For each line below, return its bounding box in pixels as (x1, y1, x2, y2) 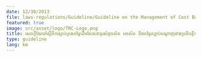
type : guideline (6, 36, 47, 42)
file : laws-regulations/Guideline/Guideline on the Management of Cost (6, 14, 189, 20)
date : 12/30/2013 (6, 8, 50, 15)
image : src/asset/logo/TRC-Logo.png (6, 25, 98, 31)
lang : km (6, 42, 28, 48)
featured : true (6, 20, 44, 26)
